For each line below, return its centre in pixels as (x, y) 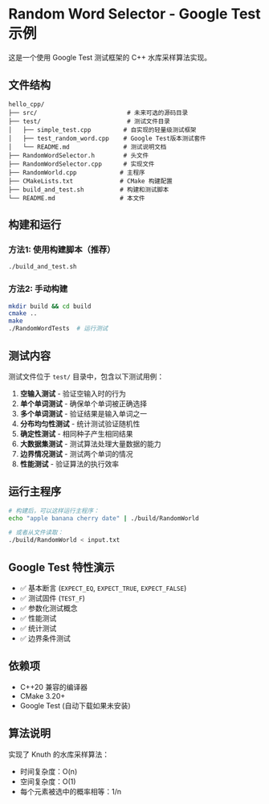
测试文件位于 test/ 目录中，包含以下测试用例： (86, 376)
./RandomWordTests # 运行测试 (58, 329)
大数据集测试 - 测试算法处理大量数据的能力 (91, 444)
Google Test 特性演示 (61, 567)
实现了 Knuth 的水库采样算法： (59, 754)
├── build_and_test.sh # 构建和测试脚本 (89, 190)
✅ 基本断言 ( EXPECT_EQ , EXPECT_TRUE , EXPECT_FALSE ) (103, 589)
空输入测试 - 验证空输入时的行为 (73, 393)
